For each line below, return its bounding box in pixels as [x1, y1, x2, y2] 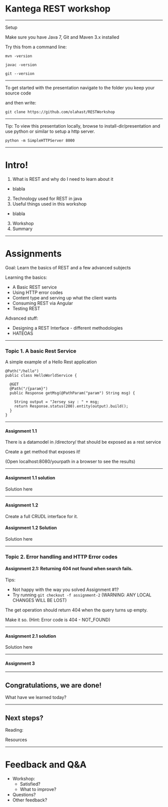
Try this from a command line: [5, 44, 67, 50]
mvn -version [5, 53, 32, 58]
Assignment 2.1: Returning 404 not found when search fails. [5, 566, 133, 572]
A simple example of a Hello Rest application [5, 359, 97, 365]
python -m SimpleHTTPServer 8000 [5, 138, 75, 143]
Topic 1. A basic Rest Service [5, 347, 76, 354]
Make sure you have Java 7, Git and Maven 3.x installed [5, 34, 119, 40]
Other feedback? [12, 797, 47, 803]
